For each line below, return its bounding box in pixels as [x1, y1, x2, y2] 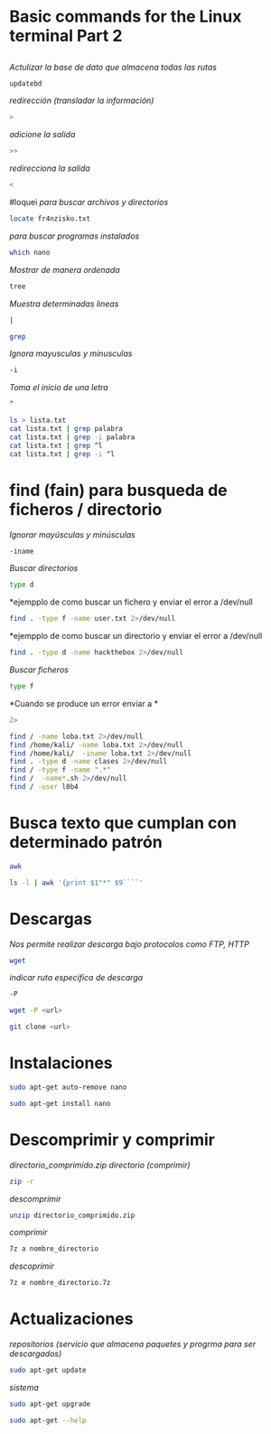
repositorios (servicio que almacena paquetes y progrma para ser [9, 1339, 256, 1350]
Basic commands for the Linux [9, 6, 242, 27]
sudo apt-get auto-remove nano [9, 1083, 127, 1092]
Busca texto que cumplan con [9, 813, 238, 833]
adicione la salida [9, 129, 76, 140]
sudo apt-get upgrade [9, 1399, 91, 1409]
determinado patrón [9, 832, 163, 853]
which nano [9, 248, 51, 257]
